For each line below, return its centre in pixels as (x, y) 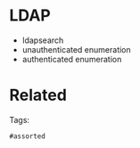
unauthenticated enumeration (76, 49)
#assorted (28, 136)
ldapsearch (43, 40)
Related (38, 95)
